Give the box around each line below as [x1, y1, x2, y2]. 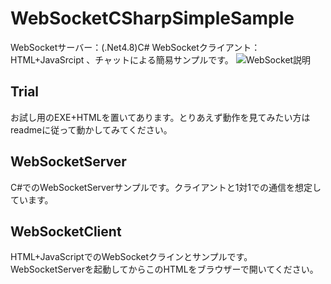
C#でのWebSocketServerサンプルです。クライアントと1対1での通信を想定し [10, 181, 322, 193]
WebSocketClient [10, 223, 122, 240]
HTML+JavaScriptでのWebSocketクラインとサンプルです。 [10, 251, 253, 263]
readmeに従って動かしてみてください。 [10, 123, 173, 136]
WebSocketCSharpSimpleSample [10, 7, 295, 30]
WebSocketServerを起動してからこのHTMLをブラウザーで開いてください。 [10, 263, 319, 276]
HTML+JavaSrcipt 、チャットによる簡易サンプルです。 [10, 53, 234, 66]
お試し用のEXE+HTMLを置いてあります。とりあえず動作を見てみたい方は [10, 111, 311, 123]
